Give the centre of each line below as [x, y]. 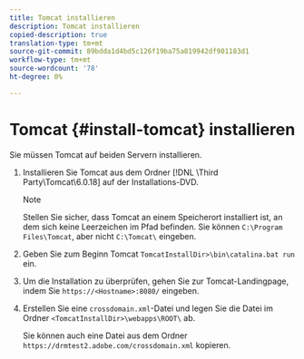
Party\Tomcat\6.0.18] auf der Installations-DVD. [111, 181]
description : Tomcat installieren [75, 26]
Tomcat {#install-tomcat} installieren [152, 129]
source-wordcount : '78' [54, 69]
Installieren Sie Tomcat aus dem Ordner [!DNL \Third [120, 172]
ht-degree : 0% [36, 77]
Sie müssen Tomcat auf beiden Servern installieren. [106, 154]
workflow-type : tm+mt [50, 60]
